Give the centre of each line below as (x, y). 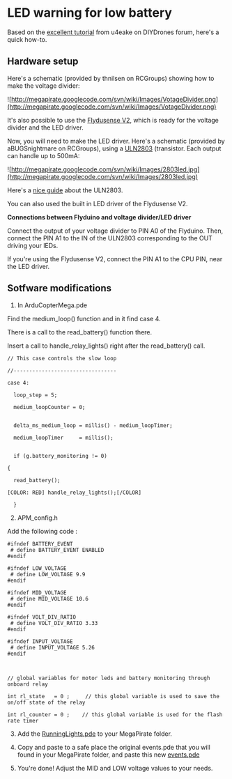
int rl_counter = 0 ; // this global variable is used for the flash (115, 715)
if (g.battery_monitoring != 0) (61, 456)
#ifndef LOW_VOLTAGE (37, 568)
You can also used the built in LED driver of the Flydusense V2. (98, 203)
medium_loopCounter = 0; (49, 407)
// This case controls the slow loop (62, 358)
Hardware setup (43, 62)
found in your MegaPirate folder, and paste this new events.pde (108, 755)
